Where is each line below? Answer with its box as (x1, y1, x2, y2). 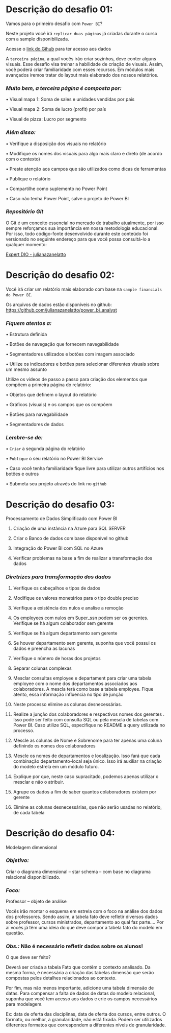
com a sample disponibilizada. (6, 36, 69, 42)
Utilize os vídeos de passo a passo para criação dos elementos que (6, 377, 148, 383)
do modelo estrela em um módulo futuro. (13, 763, 99, 769)
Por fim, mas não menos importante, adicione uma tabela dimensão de (6, 985, 154, 991)
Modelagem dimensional (6, 844, 58, 850)
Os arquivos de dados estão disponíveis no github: (6, 301, 112, 308)
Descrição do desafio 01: (6, 4, 113, 15)
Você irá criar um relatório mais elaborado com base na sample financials (6, 286, 162, 292)
